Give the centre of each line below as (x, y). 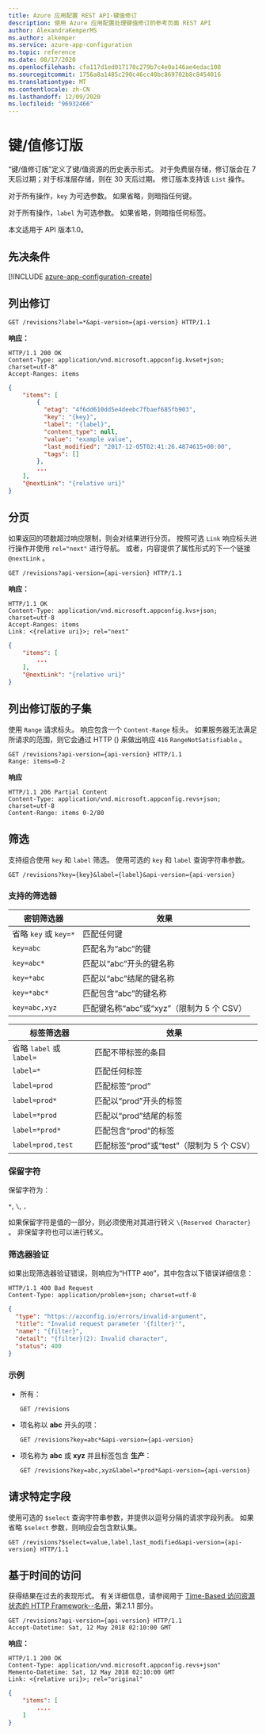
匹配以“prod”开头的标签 (139, 1100)
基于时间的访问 (45, 1576)
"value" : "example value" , (88, 439)
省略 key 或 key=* (44, 934)
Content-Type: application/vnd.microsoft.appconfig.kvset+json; (116, 360)
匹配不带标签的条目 (130, 1052)
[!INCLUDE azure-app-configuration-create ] (80, 276)
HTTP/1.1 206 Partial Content (58, 792)
